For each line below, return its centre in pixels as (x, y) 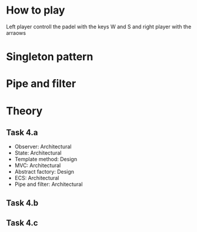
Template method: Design (46, 159)
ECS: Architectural (37, 178)
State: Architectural (38, 153)
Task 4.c (22, 223)
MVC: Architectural (38, 165)
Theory (24, 111)
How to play (36, 10)
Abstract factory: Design (44, 172)
